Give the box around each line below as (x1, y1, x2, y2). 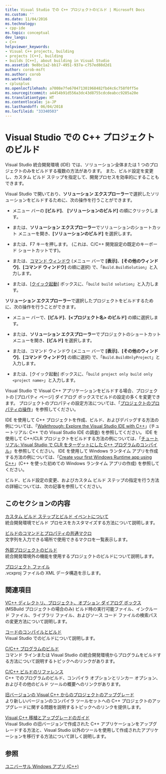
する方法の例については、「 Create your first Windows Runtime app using (5, 454, 152, 460)
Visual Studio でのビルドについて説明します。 (5, 635, 98, 641)
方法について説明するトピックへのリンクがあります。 (9, 658, 118, 664)
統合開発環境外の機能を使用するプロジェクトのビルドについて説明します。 (5, 553, 157, 559)
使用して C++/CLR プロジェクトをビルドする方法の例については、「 (5, 435, 141, 441)
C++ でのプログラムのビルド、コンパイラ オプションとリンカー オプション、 (5, 675, 161, 681)
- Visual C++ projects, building (5, 49, 74, 54)
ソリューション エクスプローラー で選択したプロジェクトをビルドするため (5, 298, 154, 304)
